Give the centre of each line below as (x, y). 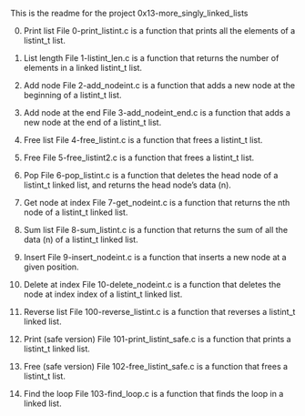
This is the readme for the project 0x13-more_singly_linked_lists (129, 13)
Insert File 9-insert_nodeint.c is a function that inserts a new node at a (155, 257)
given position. (51, 267)
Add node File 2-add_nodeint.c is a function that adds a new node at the (159, 85)
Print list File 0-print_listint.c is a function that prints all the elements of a (159, 30)
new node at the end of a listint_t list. (92, 122)
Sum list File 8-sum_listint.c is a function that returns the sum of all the (156, 230)
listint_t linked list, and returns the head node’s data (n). (127, 185)
